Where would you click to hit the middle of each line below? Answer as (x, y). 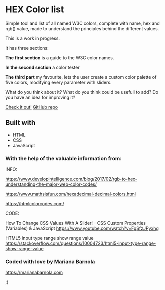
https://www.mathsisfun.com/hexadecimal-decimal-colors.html (71, 194)
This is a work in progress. (33, 38)
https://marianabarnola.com (34, 273)
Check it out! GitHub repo (32, 107)
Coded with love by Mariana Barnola (50, 261)
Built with (20, 123)
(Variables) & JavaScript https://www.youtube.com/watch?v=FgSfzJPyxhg (82, 228)
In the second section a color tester (42, 67)
